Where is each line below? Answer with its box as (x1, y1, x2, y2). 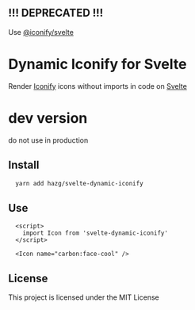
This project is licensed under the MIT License (8, 293, 160, 302)
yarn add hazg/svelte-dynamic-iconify (15, 179, 144, 187)
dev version (8, 109, 88, 127)
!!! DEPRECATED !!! (8, 6, 104, 20)
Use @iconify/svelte (8, 27, 74, 36)
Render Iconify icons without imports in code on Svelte (8, 81, 188, 90)
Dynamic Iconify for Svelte (8, 55, 187, 73)
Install (8, 159, 40, 172)
